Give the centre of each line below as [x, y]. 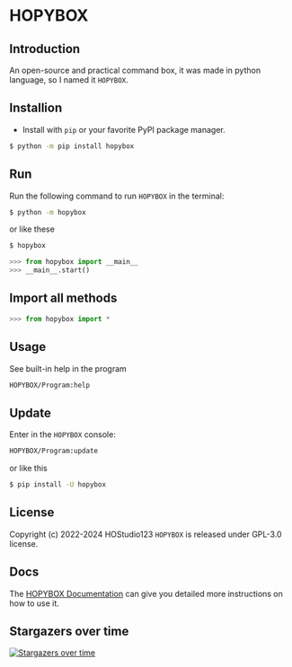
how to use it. [35, 603]
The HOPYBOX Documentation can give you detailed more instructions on [146, 593]
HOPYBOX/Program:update [54, 451]
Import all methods [63, 298]
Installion [36, 108]
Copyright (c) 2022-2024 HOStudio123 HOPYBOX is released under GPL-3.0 [146, 534]
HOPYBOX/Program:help [50, 385]
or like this [28, 469]
